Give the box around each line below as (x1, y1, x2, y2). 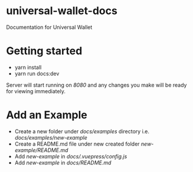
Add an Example (6, 108, 87, 122)
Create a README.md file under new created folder (14, 140, 140, 147)
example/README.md (14, 146, 68, 154)
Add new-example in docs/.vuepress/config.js (14, 153, 127, 160)
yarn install (14, 64, 42, 71)
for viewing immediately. (6, 87, 66, 95)
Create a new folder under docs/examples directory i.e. (14, 128, 149, 135)
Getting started (6, 44, 83, 58)
